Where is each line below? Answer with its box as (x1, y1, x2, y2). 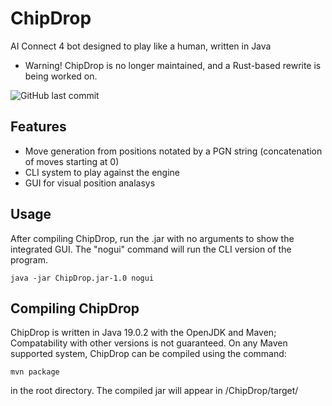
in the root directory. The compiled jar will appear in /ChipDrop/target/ (10, 385, 299, 397)
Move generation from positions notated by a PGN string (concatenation (24, 145, 323, 157)
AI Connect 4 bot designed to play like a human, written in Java (10, 40, 272, 52)
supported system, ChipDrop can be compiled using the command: (10, 348, 287, 360)
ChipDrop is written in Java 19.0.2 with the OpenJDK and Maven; (10, 327, 277, 339)
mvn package (10, 367, 60, 377)
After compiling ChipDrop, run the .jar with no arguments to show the (10, 232, 295, 244)
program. (10, 253, 49, 266)
